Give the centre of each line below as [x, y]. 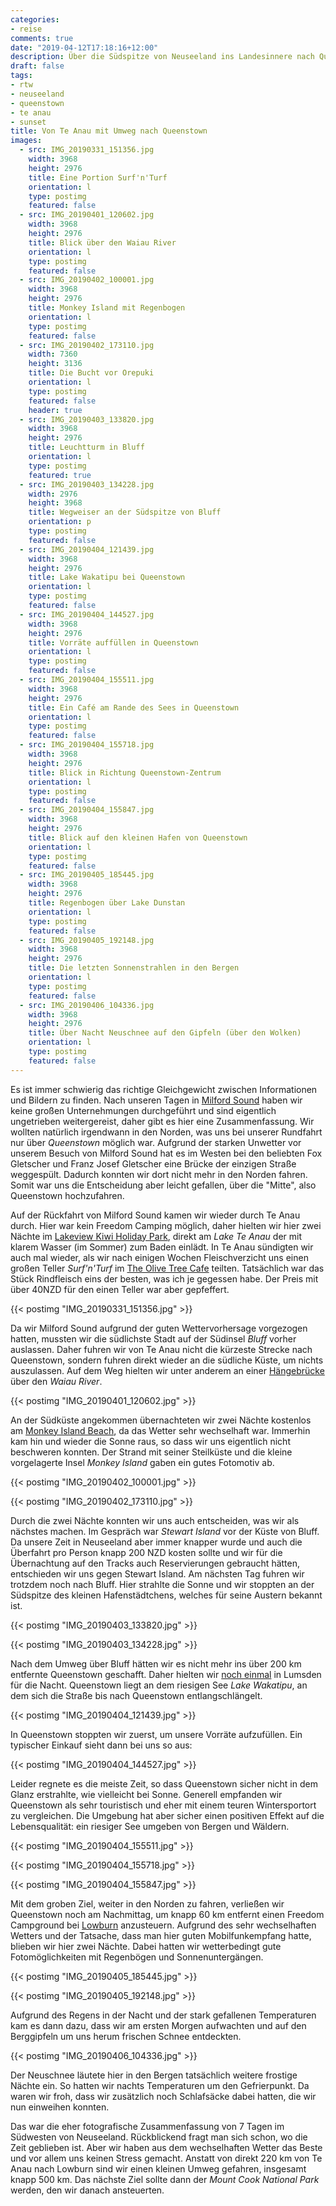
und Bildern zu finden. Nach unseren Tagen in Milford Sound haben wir [156, 1100]
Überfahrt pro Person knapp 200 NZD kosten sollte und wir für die [146, 1552]
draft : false [37, 66]
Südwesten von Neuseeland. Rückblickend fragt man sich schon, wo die [159, 2137]
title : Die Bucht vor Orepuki [91, 373]
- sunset [28, 122]
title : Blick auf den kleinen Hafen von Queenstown [138, 837]
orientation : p [60, 522]
